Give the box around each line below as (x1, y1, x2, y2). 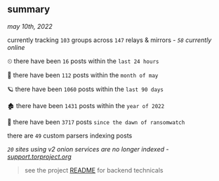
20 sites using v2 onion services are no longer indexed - (7, 145, 169, 153)
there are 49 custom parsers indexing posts (7, 131, 133, 140)
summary (7, 4, 51, 15)
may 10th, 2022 (7, 22, 53, 30)
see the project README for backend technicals (24, 166, 164, 174)
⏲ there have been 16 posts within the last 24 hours (7, 57, 159, 65)
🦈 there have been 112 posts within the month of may (7, 71, 159, 79)
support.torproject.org (7, 152, 72, 161)
